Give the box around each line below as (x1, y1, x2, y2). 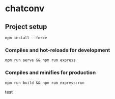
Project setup (5, 23, 48, 31)
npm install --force (5, 35, 48, 40)
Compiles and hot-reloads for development (5, 47, 111, 53)
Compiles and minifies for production (5, 69, 96, 76)
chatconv (5, 3, 45, 14)
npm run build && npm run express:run (5, 80, 85, 85)
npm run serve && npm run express (5, 58, 76, 63)
